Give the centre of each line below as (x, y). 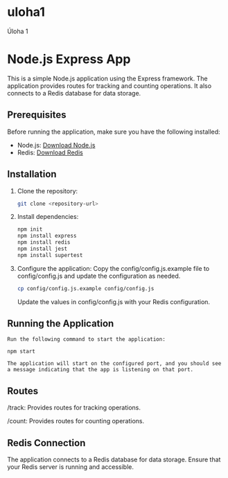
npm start (21, 352)
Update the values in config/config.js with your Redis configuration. (113, 301)
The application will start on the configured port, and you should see (114, 364)
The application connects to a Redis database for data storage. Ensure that (114, 460)
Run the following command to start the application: (87, 339)
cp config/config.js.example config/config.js (86, 288)
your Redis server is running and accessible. (70, 467)
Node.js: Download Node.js (56, 145)
